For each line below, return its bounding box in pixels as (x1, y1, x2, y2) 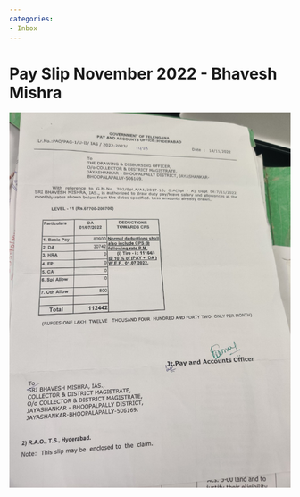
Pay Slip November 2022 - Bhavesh (9, 63, 278, 84)
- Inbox (9, 23, 38, 33)
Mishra (9, 82, 62, 103)
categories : (9, 14, 54, 23)
